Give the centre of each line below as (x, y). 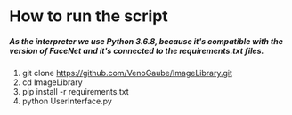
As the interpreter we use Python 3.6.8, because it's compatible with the (146, 41)
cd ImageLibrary (52, 82)
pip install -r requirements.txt (75, 92)
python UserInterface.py (67, 101)
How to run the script (89, 16)
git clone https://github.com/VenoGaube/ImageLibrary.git (127, 73)
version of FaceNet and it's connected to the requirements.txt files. (137, 50)
